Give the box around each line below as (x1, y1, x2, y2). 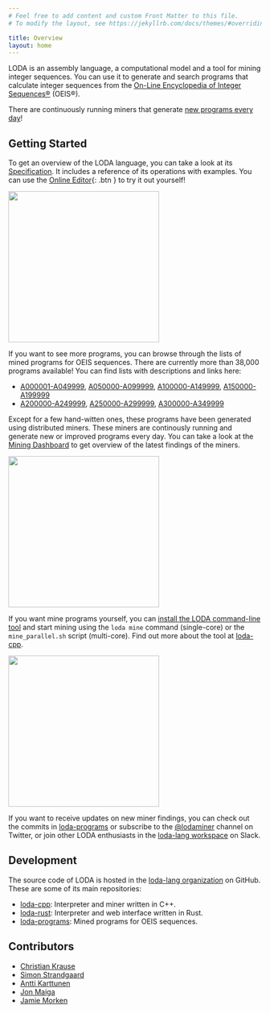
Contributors (8, 940, 75, 953)
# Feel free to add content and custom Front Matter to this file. (8, 11, 239, 20)
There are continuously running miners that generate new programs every (8, 105, 254, 114)
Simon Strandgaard (19, 969, 84, 979)
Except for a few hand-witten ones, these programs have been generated (8, 414, 252, 424)
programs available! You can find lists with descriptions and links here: (8, 366, 242, 376)
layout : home (8, 41, 52, 49)
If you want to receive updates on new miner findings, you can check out (8, 813, 250, 823)
